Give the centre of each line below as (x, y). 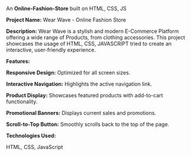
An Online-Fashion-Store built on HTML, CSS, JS (66, 9)
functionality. (22, 101)
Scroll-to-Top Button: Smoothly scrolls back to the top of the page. (88, 124)
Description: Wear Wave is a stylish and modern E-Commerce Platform (93, 31)
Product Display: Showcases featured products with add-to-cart (85, 95)
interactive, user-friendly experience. (51, 50)
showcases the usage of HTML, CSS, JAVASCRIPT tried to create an (89, 44)
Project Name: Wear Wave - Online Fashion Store (66, 20)
